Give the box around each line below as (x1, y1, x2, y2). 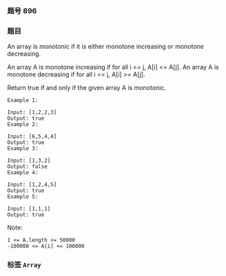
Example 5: (7, 193, 39, 200)
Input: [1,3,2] (7, 157, 51, 164)
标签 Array (7, 260, 41, 270)
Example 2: (7, 121, 39, 128)
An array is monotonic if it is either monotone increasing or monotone (7, 43, 205, 51)
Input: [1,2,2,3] (7, 109, 57, 116)
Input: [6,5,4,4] (7, 133, 57, 140)
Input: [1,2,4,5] (7, 181, 57, 189)
